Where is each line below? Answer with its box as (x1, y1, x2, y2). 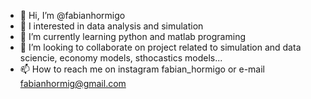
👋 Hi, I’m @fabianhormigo (19, 10, 126, 21)
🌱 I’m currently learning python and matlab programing (19, 31, 246, 42)
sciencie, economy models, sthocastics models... (19, 52, 223, 64)
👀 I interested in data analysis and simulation (19, 20, 204, 32)
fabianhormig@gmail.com (19, 78, 127, 89)
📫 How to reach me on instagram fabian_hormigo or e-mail (19, 63, 266, 75)
